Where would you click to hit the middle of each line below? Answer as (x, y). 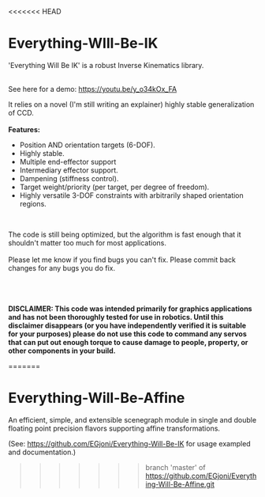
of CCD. (21, 112)
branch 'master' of (176, 467)
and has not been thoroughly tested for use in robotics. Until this (116, 317)
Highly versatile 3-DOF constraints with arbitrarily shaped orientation (132, 195)
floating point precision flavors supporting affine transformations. (114, 428)
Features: (24, 129)
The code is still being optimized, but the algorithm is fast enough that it (125, 234)
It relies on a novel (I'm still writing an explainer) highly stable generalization (131, 104)
